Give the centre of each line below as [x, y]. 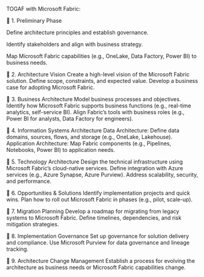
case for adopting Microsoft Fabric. [51, 87]
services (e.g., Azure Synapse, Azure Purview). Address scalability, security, [102, 174]
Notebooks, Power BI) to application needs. [61, 150]
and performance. [29, 181]
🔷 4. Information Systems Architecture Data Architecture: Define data [93, 130]
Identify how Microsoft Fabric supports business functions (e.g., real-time [99, 106]
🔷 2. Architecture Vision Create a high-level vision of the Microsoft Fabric [98, 74]
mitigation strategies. [33, 224]
